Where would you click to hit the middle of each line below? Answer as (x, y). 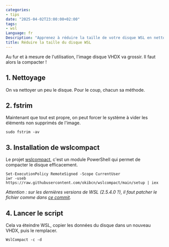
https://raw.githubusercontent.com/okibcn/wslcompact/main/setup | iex (82, 183)
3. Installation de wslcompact (53, 148)
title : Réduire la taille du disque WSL (49, 43)
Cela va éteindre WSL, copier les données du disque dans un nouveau (78, 225)
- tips (13, 15)
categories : (18, 10)
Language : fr (19, 33)
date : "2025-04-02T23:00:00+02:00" (43, 19)
